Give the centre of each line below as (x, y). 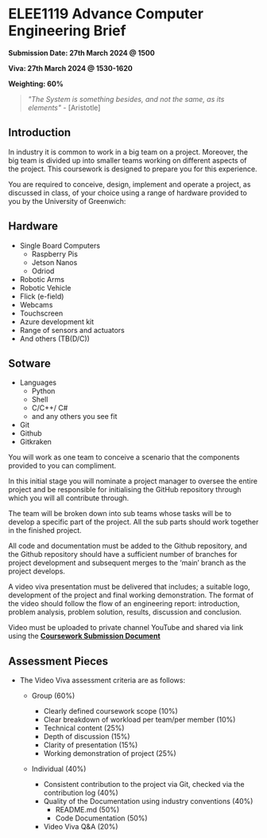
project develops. (37, 571)
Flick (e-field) (42, 296)
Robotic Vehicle (45, 288)
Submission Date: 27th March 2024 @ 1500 (81, 53)
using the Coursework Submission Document (84, 636)
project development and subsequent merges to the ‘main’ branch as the (127, 563)
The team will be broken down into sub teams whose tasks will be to (120, 514)
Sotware (30, 363)
